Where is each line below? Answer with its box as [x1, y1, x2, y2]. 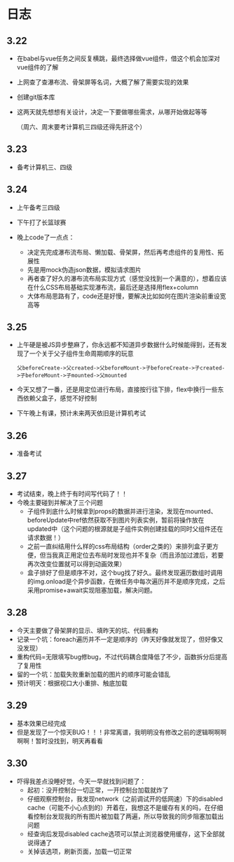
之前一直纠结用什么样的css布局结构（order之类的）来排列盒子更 [27, 542, 213, 551]
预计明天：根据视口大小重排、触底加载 [16, 678, 128, 687]
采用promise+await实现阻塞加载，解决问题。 [27, 586, 157, 595]
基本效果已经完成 [16, 719, 67, 727]
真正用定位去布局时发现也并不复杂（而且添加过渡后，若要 [57, 551, 224, 560]
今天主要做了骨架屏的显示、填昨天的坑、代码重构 [16, 626, 158, 635]
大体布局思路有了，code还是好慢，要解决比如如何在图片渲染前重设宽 [27, 292, 226, 300]
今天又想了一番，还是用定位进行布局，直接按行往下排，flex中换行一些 [16, 385, 218, 393]
